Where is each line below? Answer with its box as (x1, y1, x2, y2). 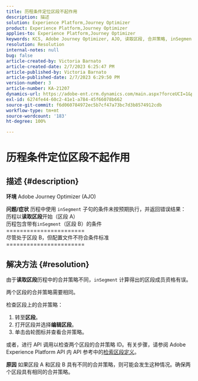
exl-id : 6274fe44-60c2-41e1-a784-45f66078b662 (6, 96, 123, 102)
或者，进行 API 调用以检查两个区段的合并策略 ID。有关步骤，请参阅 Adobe (6, 341, 186, 348)
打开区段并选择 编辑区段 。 (14, 321, 77, 328)
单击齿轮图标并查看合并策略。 (14, 328, 87, 336)
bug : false (6, 53, 33, 58)
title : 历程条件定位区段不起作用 (6, 8, 78, 15)
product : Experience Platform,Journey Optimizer (6, 25, 128, 31)
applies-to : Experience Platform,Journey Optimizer (6, 31, 136, 37)
